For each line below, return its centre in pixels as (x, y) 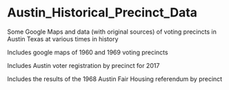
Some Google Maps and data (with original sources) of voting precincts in (112, 32)
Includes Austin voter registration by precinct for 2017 (83, 65)
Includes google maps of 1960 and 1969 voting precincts (88, 52)
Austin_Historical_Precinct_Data (102, 13)
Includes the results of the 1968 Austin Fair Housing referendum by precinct (115, 79)
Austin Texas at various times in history (63, 38)
